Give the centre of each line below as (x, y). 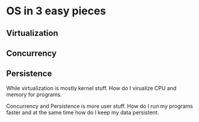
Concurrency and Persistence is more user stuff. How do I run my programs (100, 106)
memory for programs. (34, 94)
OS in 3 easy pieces (56, 11)
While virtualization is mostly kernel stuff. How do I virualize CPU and (91, 88)
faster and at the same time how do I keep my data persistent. (82, 112)
